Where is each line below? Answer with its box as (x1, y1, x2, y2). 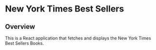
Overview (5, 23, 36, 31)
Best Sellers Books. (5, 40, 44, 46)
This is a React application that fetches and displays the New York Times (5, 35, 151, 41)
